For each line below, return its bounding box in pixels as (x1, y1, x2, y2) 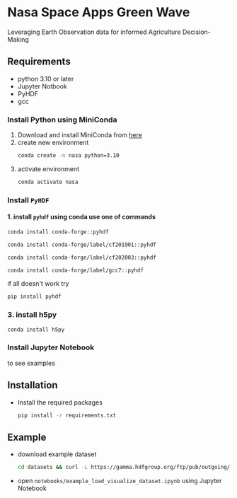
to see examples (7, 359, 55, 367)
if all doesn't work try (7, 279, 69, 288)
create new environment (17, 139, 89, 147)
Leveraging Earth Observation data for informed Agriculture (7, 28, 182, 36)
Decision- (182, 28, 211, 36)
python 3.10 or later (17, 74, 74, 83)
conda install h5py (7, 326, 65, 333)
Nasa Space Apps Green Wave (7, 4, 190, 21)
